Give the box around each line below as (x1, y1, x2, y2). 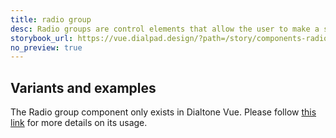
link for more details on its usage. (10, 117, 148, 129)
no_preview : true (10, 42, 83, 53)
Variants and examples (10, 79, 157, 96)
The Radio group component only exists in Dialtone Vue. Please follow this (10, 106, 317, 118)
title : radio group (10, 14, 92, 25)
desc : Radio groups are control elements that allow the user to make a (10, 24, 320, 34)
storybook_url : (10, 33, 74, 43)
